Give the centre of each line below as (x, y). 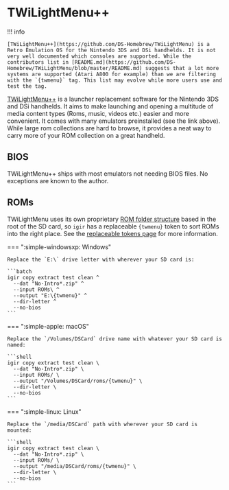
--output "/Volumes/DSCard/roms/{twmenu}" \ (78, 381)
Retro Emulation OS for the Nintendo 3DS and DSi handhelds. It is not (111, 50)
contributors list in (38, 62)
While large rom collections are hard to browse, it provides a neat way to (109, 128)
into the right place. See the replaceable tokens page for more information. (112, 233)
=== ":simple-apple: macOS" (48, 326)
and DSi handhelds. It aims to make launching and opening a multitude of (110, 106)
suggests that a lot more (182, 68)
